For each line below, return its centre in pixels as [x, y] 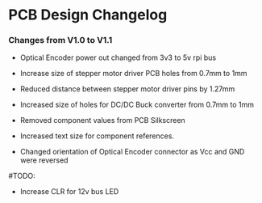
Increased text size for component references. [97, 136]
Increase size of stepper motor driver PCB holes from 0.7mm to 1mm [133, 74]
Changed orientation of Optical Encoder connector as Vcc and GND [132, 152]
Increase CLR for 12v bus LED [69, 192]
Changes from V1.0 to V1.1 [60, 40]
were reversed [44, 160]
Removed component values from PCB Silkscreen [102, 121]
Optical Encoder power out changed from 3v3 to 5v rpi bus [118, 57]
